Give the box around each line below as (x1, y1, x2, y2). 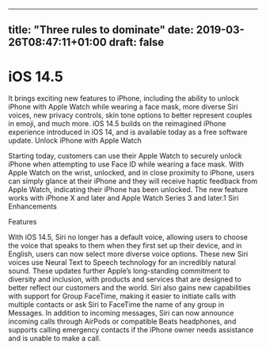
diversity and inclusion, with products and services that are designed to (8, 274, 241, 284)
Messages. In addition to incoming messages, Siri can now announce (8, 309, 234, 318)
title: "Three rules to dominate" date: (8, 23, 194, 36)
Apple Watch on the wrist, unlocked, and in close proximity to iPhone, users (8, 168, 255, 178)
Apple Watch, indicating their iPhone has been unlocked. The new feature (8, 185, 249, 194)
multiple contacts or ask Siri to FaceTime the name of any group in (8, 300, 225, 309)
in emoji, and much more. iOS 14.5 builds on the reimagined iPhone (8, 119, 226, 128)
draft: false (108, 36, 165, 49)
